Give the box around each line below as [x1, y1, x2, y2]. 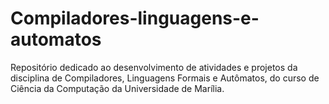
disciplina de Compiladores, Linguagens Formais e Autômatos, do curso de [10, 72, 320, 84]
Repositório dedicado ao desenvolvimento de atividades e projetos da [10, 61, 298, 73]
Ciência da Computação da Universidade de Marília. [10, 82, 225, 94]
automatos [10, 28, 102, 51]
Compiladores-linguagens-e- [10, 7, 260, 30]
